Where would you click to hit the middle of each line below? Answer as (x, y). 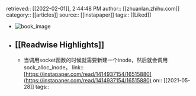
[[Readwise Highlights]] (60, 45)
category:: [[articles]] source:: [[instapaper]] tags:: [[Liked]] (79, 15)
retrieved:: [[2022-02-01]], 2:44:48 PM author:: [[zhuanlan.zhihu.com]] (93, 9)
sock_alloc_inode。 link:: (54, 67)
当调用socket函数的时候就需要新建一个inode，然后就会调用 (96, 60)
